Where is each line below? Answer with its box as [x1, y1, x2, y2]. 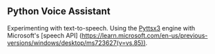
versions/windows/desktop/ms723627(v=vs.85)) [7, 38, 147, 47]
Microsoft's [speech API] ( [7, 31, 82, 39]
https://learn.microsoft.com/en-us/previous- [82, 31, 208, 39]
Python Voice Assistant [7, 6, 111, 17]
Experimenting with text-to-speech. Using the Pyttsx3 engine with [7, 24, 196, 32]
